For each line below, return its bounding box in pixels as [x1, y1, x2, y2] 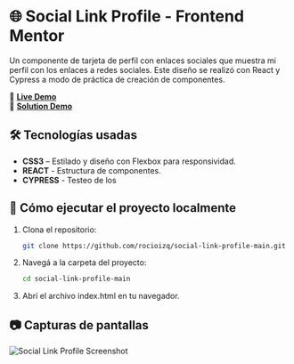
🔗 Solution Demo [9, 101, 73, 111]
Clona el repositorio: [21, 224, 97, 235]
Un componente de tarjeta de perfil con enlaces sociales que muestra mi [9, 55, 277, 66]
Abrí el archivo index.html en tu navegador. [21, 291, 180, 302]
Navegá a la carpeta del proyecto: [21, 257, 147, 268]
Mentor [9, 26, 65, 46]
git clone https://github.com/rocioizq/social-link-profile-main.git [21, 241, 287, 250]
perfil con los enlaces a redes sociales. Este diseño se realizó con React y [9, 64, 281, 75]
